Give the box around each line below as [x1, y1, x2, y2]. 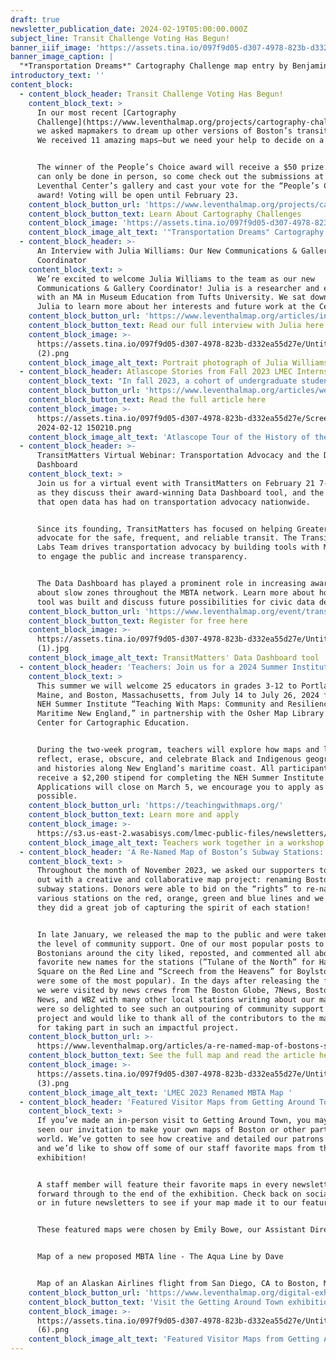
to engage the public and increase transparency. [36, 552, 248, 562]
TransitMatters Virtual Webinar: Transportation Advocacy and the [36, 451, 320, 461]
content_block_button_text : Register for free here [28, 616, 248, 626]
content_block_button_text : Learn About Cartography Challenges [28, 209, 302, 219]
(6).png [36, 1325, 70, 1335]
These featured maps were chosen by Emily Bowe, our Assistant [36, 1225, 307, 1235]
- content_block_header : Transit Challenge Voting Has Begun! [19, 89, 284, 99]
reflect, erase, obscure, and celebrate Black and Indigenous [36, 754, 302, 764]
